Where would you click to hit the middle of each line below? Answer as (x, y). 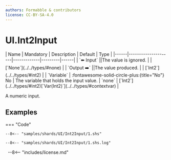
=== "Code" (18, 125)
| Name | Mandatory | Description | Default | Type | (59, 54)
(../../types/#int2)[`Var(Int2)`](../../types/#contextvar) (61, 86)
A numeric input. (23, 96)
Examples (21, 112)
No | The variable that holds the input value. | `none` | (62, 81)
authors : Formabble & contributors (43, 10)
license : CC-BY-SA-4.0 (29, 15)
